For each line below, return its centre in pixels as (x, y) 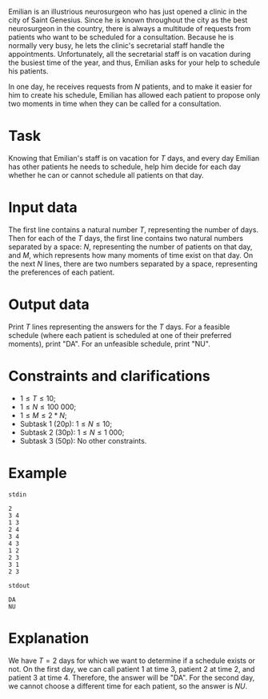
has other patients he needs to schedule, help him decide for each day (125, 167)
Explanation (49, 638)
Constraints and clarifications (109, 376)
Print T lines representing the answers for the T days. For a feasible (119, 327)
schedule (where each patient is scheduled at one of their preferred (120, 335)
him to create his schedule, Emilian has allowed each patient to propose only (134, 95)
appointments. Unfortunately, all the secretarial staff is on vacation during (130, 54)
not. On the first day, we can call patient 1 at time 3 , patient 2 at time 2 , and (132, 669)
